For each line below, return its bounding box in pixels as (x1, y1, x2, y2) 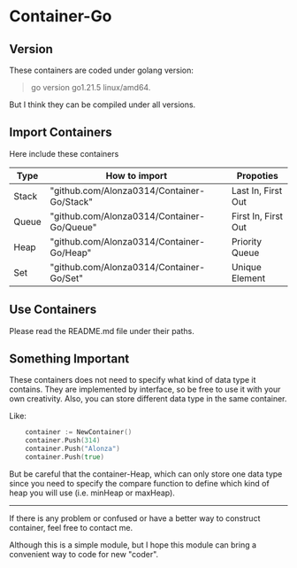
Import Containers (9, 125, 112, 140)
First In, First (231, 210, 284, 222)
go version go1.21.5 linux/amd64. (30, 82, 151, 92)
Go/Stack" (49, 195, 94, 207)
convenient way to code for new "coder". (9, 549, 159, 559)
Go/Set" (49, 272, 84, 284)
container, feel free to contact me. (9, 522, 133, 533)
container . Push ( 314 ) (25, 436, 101, 445)
